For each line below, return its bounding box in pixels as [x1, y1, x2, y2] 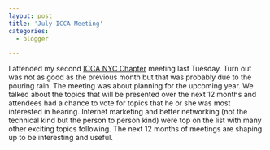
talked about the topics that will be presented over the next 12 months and [8, 90, 257, 100]
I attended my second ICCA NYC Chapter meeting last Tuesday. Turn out [8, 64, 252, 74]
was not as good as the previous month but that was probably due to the [8, 72, 252, 82]
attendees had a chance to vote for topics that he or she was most [8, 98, 231, 108]
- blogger [15, 34, 49, 43]
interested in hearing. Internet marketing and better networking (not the [8, 107, 248, 117]
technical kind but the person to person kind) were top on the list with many [8, 115, 262, 126]
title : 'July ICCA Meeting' [8, 19, 104, 28]
